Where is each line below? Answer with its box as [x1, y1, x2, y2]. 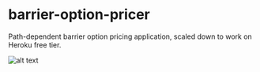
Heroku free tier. [8, 40, 62, 49]
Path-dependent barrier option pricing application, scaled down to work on [8, 32, 253, 41]
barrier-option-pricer [8, 6, 150, 24]
